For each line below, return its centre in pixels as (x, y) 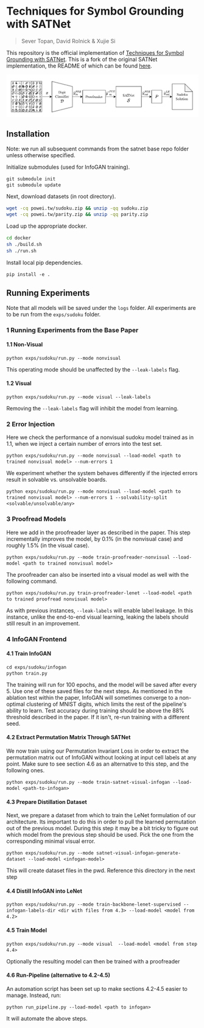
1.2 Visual (19, 383)
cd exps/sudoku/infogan (37, 667)
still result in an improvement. (43, 623)
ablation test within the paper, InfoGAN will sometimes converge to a (92, 697)
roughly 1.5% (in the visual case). (48, 545)
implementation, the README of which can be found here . (79, 66)
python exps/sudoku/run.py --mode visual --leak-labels (79, 397)
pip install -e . (28, 274)
